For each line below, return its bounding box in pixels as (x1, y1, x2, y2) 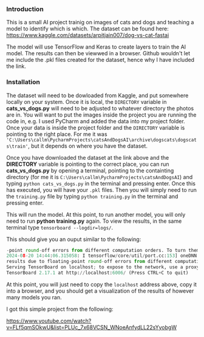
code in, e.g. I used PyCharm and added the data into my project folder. (6, 117, 185, 124)
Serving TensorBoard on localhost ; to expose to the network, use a (6, 264, 183, 270)
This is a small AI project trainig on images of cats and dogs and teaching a (6, 19, 194, 26)
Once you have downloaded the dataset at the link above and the (6, 154, 169, 161)
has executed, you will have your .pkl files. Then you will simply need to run (6, 186, 197, 193)
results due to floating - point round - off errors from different (6, 259, 172, 265)
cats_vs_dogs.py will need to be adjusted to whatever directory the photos (6, 104, 194, 112)
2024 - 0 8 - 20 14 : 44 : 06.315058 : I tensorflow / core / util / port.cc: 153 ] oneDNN (6, 253, 197, 259)
